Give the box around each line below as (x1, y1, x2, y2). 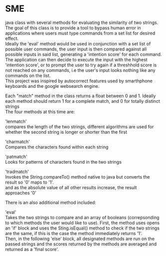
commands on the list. (5, 72, 51, 78)
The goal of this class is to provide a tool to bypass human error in (5, 24, 141, 30)
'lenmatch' (5, 118, 27, 124)
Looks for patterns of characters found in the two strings (5, 159, 122, 165)
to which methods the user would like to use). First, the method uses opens (5, 220, 160, 226)
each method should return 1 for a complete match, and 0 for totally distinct (5, 98, 161, 104)
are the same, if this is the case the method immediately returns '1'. (5, 230, 143, 236)
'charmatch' (5, 138, 30, 145)
